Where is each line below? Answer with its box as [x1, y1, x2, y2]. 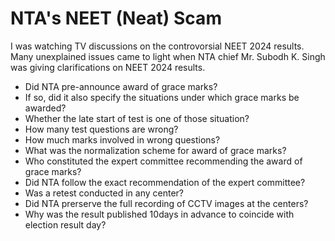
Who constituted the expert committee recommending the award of [24, 155, 303, 167]
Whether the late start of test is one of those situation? [24, 112, 250, 124]
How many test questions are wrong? [24, 123, 179, 135]
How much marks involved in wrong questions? [24, 133, 221, 146]
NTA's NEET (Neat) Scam [10, 7, 222, 30]
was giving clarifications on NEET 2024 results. [10, 61, 206, 73]
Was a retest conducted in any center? [24, 187, 185, 199]
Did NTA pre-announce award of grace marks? [24, 80, 218, 92]
